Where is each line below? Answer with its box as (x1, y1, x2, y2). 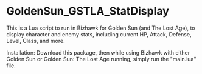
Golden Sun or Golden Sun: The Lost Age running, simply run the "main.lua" (6, 55, 197, 62)
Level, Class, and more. (6, 37, 65, 44)
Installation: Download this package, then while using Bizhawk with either (6, 49, 190, 56)
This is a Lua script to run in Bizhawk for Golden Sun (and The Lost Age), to (6, 24, 196, 32)
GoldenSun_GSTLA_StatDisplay (6, 4, 169, 18)
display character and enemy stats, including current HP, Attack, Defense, (6, 30, 192, 38)
